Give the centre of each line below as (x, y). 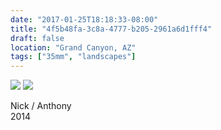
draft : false (37, 38)
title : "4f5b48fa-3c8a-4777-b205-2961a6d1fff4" (111, 29)
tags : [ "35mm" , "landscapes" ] (73, 57)
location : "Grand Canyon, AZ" (73, 47)
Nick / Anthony (41, 106)
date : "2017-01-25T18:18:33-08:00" (84, 19)
